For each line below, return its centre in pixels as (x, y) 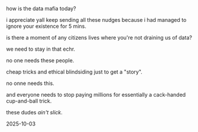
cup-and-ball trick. (29, 101)
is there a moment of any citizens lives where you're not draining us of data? (99, 37)
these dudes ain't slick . (35, 112)
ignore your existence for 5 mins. (46, 26)
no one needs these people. (40, 60)
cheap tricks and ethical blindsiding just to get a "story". (74, 72)
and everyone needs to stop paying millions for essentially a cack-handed (96, 95)
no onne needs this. (30, 83)
